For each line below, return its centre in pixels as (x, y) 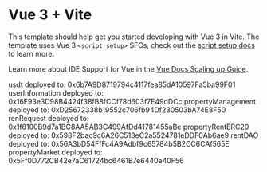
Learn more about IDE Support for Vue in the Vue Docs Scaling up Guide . (128, 68)
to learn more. (31, 53)
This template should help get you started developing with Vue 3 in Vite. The (134, 37)
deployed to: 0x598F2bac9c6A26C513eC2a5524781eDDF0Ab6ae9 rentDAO (133, 135)
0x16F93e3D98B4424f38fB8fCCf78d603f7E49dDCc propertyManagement (132, 101)
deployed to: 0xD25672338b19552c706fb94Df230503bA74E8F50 (117, 110)
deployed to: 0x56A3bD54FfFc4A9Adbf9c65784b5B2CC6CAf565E (119, 143)
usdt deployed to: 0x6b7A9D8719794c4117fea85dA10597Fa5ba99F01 (122, 84)
